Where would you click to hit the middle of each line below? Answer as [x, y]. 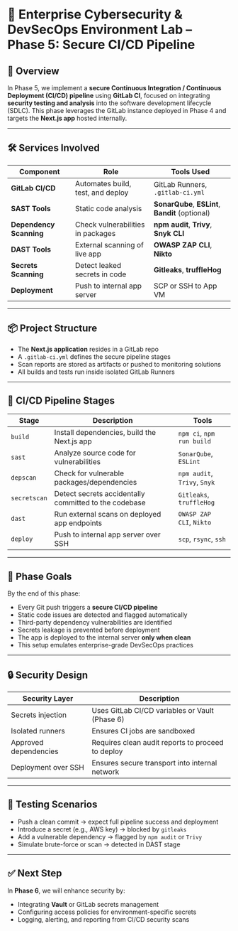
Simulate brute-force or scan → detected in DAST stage [99, 844]
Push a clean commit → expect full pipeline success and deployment [118, 822]
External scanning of [109, 244]
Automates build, [103, 183]
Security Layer [48, 699]
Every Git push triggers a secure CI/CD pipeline [87, 608]
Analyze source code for [95, 453]
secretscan [29, 498]
